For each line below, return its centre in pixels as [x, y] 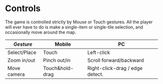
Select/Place [22, 52]
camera [16, 74]
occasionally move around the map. [41, 32]
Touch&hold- [58, 68]
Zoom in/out [21, 60]
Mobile [63, 44]
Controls [23, 8]
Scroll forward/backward [115, 60]
